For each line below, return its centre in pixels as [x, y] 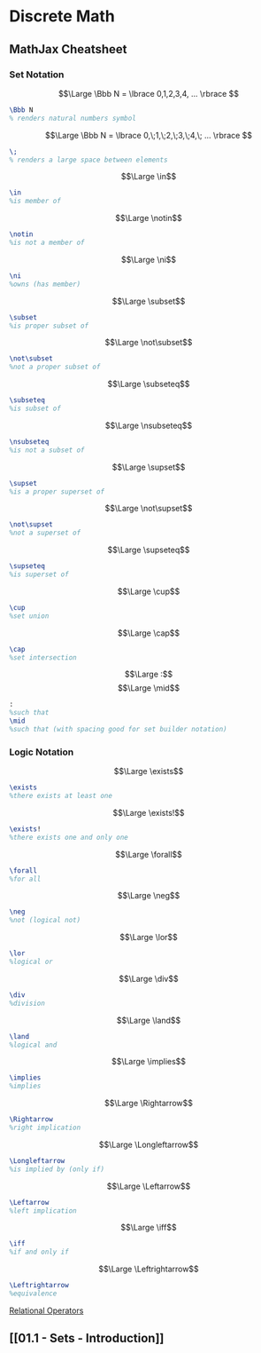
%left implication [43, 1211]
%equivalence [33, 1294]
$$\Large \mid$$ [149, 688]
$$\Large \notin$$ [149, 218]
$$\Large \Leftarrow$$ [149, 1186]
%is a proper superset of [57, 491]
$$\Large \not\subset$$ [149, 343]
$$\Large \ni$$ [149, 259]
